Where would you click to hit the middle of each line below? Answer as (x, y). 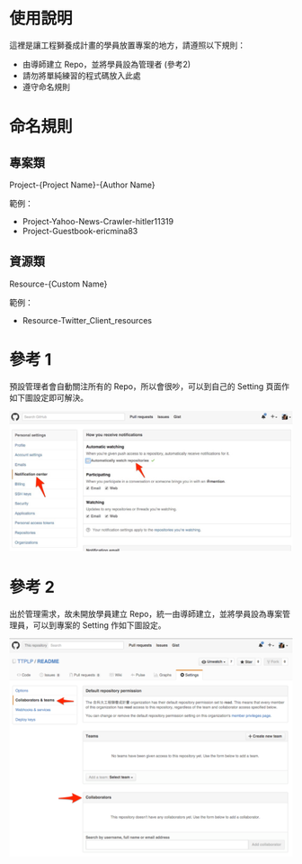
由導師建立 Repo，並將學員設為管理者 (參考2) (107, 64)
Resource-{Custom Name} (58, 284)
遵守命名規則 (46, 86)
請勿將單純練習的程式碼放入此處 (81, 75)
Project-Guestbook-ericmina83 (80, 231)
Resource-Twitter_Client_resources (87, 320)
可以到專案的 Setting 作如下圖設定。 (99, 625)
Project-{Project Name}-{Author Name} (82, 185)
